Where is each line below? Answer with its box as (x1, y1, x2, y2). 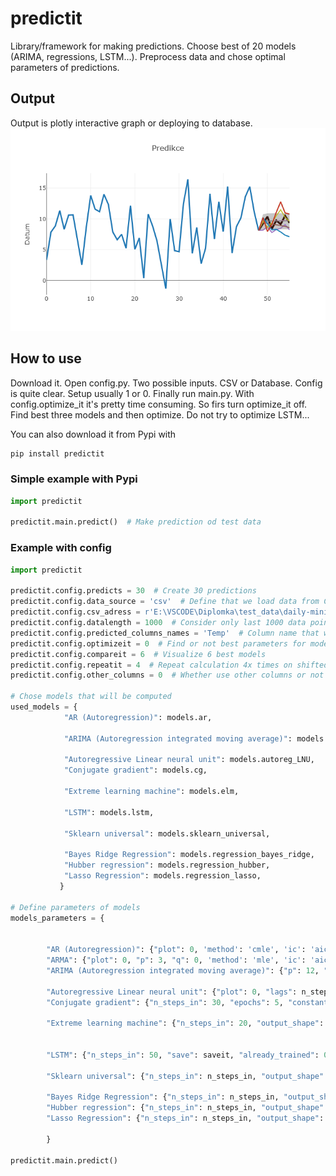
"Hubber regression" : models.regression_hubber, (63, 860, 271, 871)
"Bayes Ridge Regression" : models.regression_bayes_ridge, (63, 850, 315, 860)
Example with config (10, 541, 112, 555)
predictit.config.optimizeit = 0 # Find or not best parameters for (10, 638, 307, 649)
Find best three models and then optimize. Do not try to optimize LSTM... (10, 408, 310, 421)
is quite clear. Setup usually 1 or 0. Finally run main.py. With (10, 387, 255, 399)
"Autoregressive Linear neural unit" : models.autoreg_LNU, (63, 755, 315, 765)
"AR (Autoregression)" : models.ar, (63, 712, 213, 722)
